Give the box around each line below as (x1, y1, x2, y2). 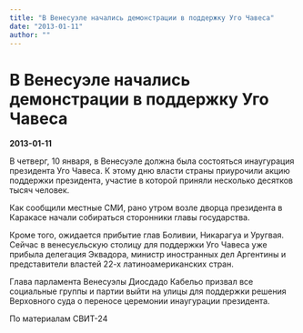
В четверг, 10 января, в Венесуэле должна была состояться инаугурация (9, 156, 295, 166)
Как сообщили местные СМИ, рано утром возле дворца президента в (9, 202, 283, 214)
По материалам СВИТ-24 (9, 313, 108, 324)
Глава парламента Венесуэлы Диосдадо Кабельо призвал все (9, 277, 254, 288)
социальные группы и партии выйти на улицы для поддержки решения (9, 286, 287, 297)
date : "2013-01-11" (9, 22, 84, 31)
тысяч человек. (9, 185, 70, 196)
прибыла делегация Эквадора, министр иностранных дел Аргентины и (9, 249, 287, 260)
